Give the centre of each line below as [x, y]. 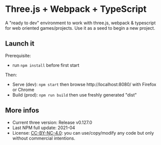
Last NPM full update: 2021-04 [44, 128]
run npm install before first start [46, 65]
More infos [22, 111]
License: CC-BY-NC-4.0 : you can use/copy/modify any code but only [83, 133]
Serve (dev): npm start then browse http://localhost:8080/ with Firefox [84, 84]
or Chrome [23, 90]
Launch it [20, 44]
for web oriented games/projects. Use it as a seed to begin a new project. [80, 28]
